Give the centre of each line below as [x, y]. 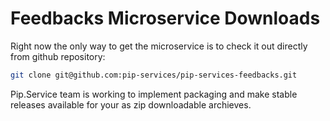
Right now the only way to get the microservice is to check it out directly [159, 46]
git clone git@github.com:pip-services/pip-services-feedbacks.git [154, 75]
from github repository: [58, 56]
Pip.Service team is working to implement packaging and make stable [154, 94]
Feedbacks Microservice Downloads [165, 18]
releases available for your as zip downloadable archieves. [131, 104]
